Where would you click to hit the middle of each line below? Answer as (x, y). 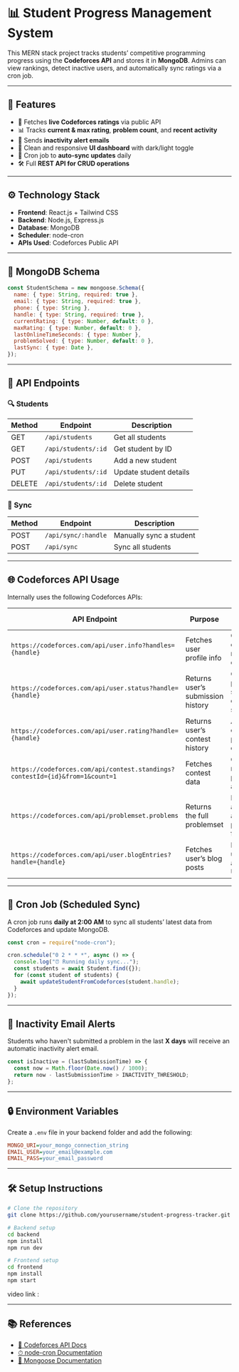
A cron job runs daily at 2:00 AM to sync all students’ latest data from (110, 922)
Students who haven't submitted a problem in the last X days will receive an (118, 1041)
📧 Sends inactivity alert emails (63, 140)
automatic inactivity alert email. (53, 1049)
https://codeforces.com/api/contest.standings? (93, 769)
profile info (203, 657)
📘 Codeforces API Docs (52, 1345)
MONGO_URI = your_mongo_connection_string (68, 1145)
